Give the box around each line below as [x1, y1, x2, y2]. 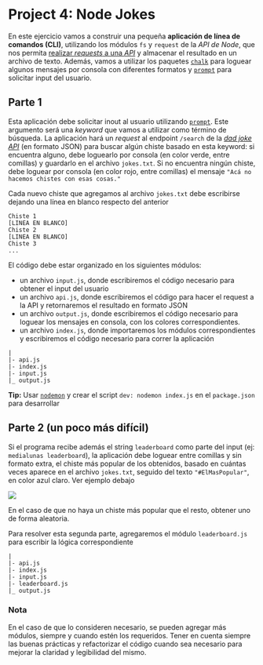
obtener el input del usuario [19, 284, 109, 293]
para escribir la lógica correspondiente [8, 537, 133, 547]
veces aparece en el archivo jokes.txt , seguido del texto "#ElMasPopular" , [8, 467, 250, 476]
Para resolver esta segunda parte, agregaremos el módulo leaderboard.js [8, 529, 248, 538]
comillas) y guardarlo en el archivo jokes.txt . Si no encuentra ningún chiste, [8, 158, 256, 168]
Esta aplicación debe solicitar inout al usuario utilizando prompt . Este [8, 116, 229, 126]
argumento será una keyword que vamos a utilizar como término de [8, 125, 227, 134]
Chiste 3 [8, 239, 37, 248]
